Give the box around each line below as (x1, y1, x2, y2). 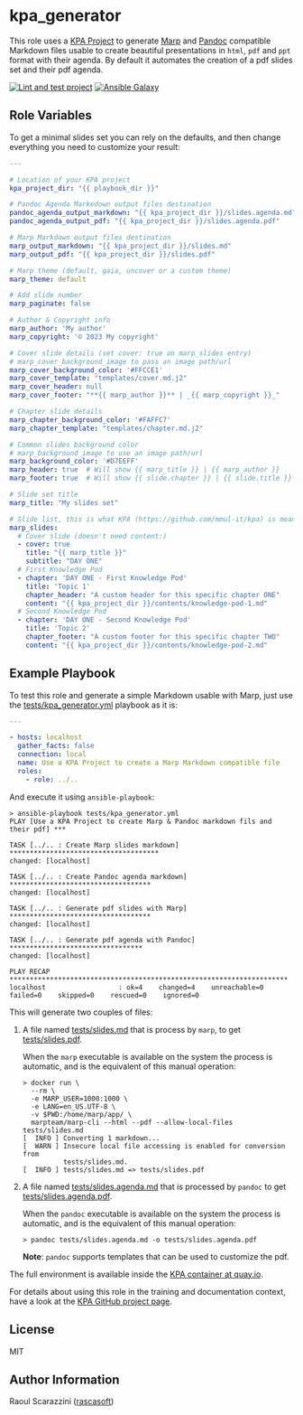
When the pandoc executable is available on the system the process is (22, 1208, 281, 1219)
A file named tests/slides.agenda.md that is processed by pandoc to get (22, 1181, 287, 1192)
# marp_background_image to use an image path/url (9, 448, 204, 457)
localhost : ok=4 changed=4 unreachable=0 (9, 982, 264, 992)
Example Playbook (9, 666, 115, 681)
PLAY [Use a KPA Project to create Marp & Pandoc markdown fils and (9, 817, 272, 826)
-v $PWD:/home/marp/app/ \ (31, 1110, 133, 1119)
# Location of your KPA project (9, 175, 131, 184)
